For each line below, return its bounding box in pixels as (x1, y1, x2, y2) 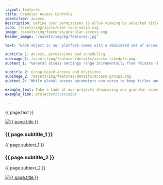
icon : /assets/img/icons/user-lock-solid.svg (5, 25, 98, 30)
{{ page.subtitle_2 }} (5, 154, 55, 161)
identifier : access (5, 16, 45, 21)
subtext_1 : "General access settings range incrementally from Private (5, 61, 153, 66)
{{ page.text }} (5, 109, 34, 115)
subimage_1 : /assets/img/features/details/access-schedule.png (5, 56, 136, 61)
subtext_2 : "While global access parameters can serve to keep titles (5, 79, 151, 84)
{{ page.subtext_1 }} (5, 142, 45, 148)
